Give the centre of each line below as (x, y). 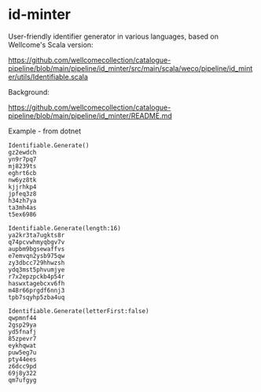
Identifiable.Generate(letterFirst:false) (79, 311)
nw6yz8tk (22, 180)
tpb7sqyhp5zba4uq (37, 297)
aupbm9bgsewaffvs (37, 249)
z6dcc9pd (22, 366)
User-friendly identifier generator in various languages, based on (113, 36)
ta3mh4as (22, 207)
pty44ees (22, 359)
